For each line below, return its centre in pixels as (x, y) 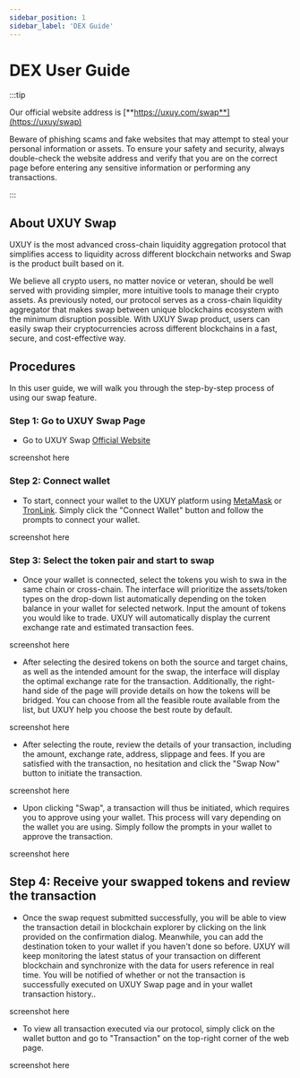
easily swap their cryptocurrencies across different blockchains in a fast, (143, 329)
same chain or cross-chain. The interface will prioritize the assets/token (155, 589)
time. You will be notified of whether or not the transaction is (134, 975)
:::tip (17, 95)
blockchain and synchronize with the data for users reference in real (148, 965)
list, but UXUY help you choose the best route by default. (127, 709)
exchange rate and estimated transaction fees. (108, 627)
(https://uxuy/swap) (46, 122)
